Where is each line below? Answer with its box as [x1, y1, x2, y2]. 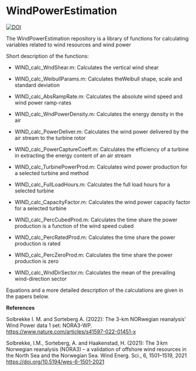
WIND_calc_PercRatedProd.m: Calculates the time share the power [14, 234, 176, 241]
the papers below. [6, 292, 50, 300]
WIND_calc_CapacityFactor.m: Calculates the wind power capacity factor [14, 198, 191, 205]
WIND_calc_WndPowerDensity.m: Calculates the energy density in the [14, 110, 184, 117]
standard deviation [14, 81, 60, 89]
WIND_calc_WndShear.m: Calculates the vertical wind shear [14, 63, 159, 71]
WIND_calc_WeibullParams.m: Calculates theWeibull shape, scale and [14, 75, 183, 82]
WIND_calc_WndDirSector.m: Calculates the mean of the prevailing [14, 269, 176, 276]
